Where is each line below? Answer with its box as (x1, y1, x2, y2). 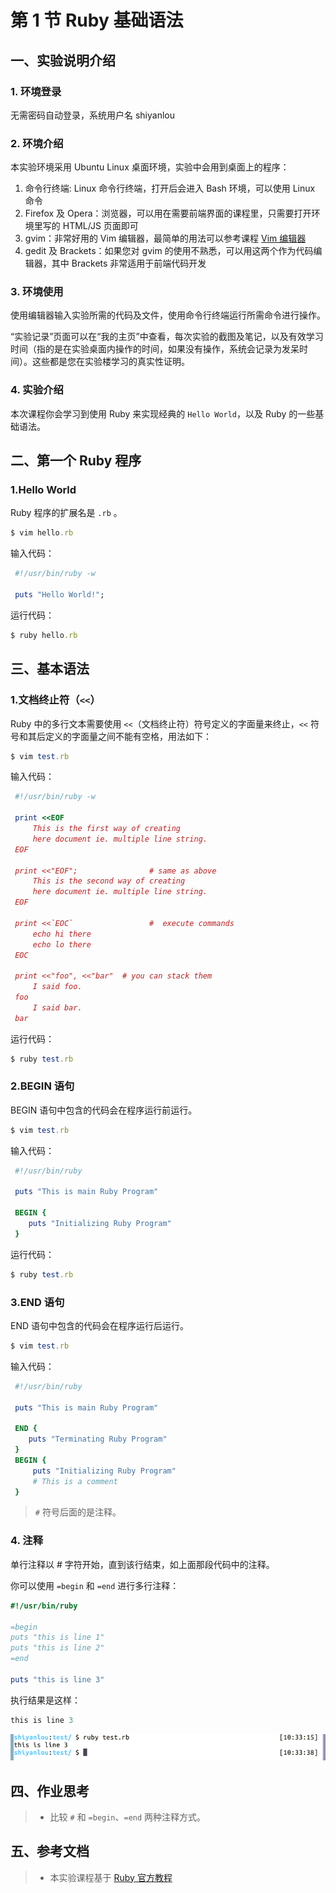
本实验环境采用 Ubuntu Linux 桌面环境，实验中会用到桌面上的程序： (10, 161, 290, 173)
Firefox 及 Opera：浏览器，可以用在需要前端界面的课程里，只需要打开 (24, 207, 312, 220)
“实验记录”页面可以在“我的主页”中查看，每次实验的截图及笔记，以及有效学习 (10, 331, 324, 343)
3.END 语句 (10, 1295, 65, 1309)
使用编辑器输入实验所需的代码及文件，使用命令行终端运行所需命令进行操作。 (10, 309, 326, 321)
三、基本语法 (10, 661, 90, 678)
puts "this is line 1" (10, 1632, 105, 1643)
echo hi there (32, 929, 92, 939)
